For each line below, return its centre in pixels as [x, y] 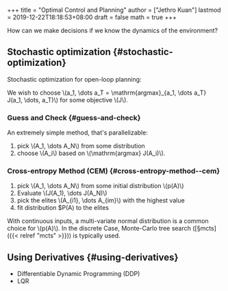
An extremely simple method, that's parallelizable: [78, 132]
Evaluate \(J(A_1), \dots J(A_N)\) [62, 193]
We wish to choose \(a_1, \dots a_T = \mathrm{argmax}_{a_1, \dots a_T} [107, 93]
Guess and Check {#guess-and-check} [74, 117]
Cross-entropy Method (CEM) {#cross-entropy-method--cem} [114, 171]
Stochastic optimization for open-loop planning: [74, 79]
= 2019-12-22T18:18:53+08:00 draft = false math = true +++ [92, 17]
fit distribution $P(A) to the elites [63, 208]
